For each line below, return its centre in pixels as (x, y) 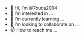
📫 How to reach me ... (34, 30)
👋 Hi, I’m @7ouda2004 (34, 8)
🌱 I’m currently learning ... (37, 19)
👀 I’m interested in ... (32, 13)
